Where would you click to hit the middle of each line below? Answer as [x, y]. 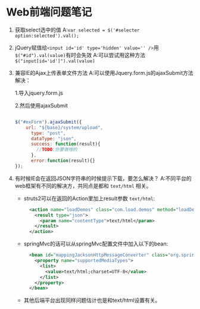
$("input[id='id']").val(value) [55, 61]
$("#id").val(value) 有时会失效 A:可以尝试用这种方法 [80, 55]
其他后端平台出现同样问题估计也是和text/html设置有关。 [92, 300]
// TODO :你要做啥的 [57, 150]
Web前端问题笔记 [49, 12]
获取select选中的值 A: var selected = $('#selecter [77, 30]
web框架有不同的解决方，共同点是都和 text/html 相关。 [83, 185]
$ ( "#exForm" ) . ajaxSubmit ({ [48, 122]
